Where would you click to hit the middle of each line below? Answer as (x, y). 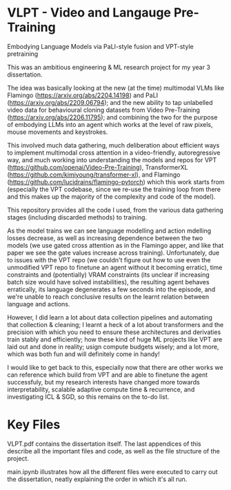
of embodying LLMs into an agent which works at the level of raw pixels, (110, 124)
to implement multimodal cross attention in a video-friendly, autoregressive (114, 153)
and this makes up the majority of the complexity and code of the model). (111, 196)
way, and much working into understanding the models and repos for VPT (112, 159)
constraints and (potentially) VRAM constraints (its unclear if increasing (109, 275)
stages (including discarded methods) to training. (77, 217)
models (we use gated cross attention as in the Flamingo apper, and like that (115, 245)
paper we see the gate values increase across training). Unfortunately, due (113, 253)
